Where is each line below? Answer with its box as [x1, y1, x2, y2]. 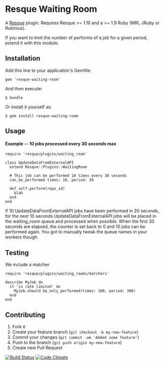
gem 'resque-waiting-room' [5, 77, 61, 82]
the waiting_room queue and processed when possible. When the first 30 [5, 219, 155, 225]
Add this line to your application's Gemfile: [5, 67, 91, 73]
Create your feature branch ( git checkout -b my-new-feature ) [12, 329, 139, 335]
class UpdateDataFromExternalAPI [5, 160, 74, 165]
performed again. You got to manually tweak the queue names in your [5, 229, 147, 235]
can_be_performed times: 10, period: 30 [9, 178, 94, 182]
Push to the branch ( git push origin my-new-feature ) [12, 339, 122, 345]
